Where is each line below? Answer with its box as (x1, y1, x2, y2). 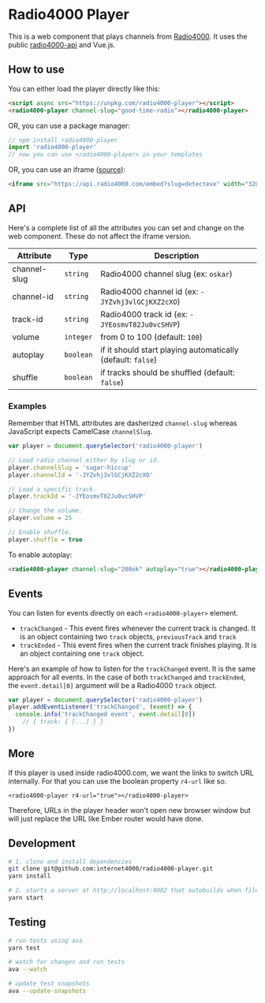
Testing (8, 915, 47, 929)
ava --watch (8, 965, 47, 974)
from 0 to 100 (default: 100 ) (99, 331, 203, 342)
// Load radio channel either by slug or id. (8, 456, 160, 464)
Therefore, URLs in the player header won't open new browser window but (8, 805, 251, 814)
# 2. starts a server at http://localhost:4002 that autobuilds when (8, 886, 242, 895)
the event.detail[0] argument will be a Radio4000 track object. (8, 680, 217, 690)
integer (64, 332, 93, 341)
